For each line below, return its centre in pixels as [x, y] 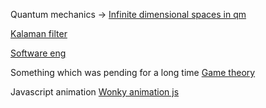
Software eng [38, 53]
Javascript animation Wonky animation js [95, 92]
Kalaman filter [39, 33]
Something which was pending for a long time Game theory [133, 72]
